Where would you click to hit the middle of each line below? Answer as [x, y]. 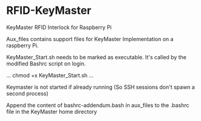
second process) [27, 93]
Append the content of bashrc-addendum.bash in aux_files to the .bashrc [98, 105]
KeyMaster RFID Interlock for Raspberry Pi [59, 27]
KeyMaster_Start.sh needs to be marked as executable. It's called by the [96, 57]
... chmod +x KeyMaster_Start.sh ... [50, 75]
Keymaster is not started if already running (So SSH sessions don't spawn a [100, 87]
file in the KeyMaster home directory [52, 111]
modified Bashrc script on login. [46, 64]
